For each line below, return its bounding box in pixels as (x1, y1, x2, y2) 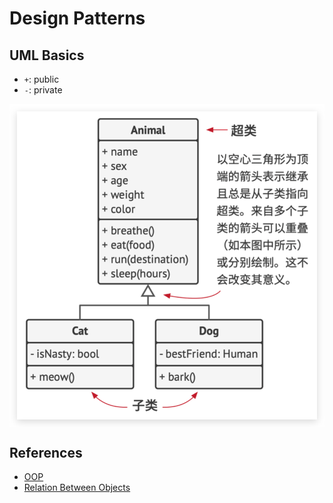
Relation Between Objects (23, 482, 131, 494)
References (9, 444, 83, 461)
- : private (23, 84, 63, 96)
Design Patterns (9, 7, 146, 30)
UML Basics (9, 47, 85, 64)
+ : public (23, 73, 60, 85)
